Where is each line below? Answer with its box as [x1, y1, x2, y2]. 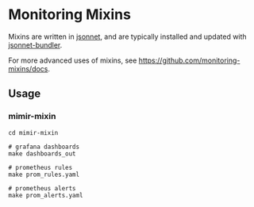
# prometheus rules [8, 163, 73, 171]
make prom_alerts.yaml [8, 191, 83, 199]
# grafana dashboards [8, 143, 80, 151]
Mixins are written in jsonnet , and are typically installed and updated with [8, 32, 248, 41]
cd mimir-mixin [8, 128, 59, 136]
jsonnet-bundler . [8, 40, 63, 49]
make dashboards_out [8, 149, 77, 158]
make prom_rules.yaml [8, 171, 80, 178]
